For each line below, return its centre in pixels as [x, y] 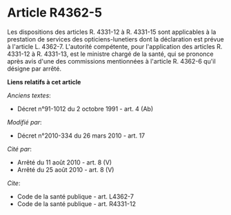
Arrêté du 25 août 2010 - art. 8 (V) [66, 169]
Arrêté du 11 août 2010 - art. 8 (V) [64, 162]
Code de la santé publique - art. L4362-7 [76, 196]
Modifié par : [25, 122]
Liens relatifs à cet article [44, 82]
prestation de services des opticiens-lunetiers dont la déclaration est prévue [115, 39]
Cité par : [20, 149]
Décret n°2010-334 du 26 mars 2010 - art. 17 [81, 135]
